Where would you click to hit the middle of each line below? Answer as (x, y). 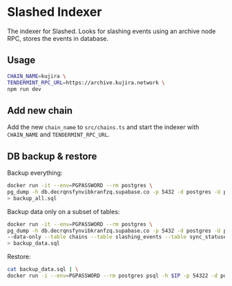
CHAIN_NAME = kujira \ (37, 76)
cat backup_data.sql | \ (43, 269)
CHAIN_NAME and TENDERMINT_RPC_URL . (59, 135)
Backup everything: (35, 173)
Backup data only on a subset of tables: (64, 211)
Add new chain (40, 110)
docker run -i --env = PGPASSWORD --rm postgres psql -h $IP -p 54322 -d (112, 276)
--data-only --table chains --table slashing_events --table (97, 237)
